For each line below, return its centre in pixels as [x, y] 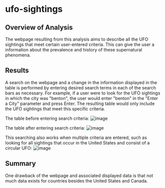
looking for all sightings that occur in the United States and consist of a [78, 142]
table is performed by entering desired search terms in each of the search [81, 88]
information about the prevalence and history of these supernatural [74, 50]
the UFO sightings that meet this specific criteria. [55, 109]
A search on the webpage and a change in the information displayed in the [81, 82]
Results [17, 70]
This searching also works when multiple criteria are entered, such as [76, 138]
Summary [21, 164]
